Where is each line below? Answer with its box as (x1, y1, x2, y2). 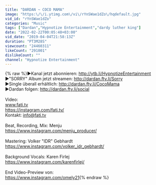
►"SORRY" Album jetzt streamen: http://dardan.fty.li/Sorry (5, 76, 123, 82)
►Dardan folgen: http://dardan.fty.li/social (5, 86, 89, 92)
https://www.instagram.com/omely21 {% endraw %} (5, 175, 109, 181)
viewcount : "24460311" (5, 44, 51, 48)
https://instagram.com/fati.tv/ (5, 107, 65, 113)
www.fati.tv (5, 102, 28, 108)
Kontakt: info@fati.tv (5, 112, 46, 118)
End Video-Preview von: (5, 169, 54, 175)
